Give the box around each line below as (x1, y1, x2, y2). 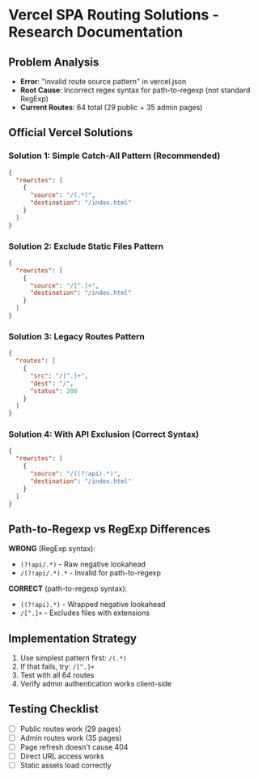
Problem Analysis (8, 55, 99, 69)
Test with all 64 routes (19, 670, 95, 680)
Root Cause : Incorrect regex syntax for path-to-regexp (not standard (19, 85, 251, 95)
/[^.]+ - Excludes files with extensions (19, 608, 150, 618)
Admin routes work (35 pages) (19, 733, 123, 742)
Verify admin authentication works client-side (19, 679, 172, 689)
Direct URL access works (19, 751, 105, 761)
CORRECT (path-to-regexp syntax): (8, 583, 128, 593)
